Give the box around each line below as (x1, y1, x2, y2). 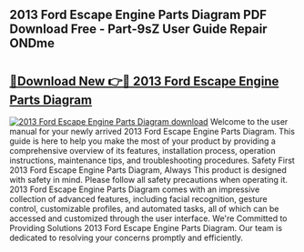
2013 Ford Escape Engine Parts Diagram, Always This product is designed (9, 165, 287, 176)
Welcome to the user (209, 116, 289, 126)
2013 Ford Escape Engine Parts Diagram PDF (9, 7, 267, 23)
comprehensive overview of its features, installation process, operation (9, 146, 276, 156)
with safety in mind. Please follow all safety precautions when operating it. (9, 175, 289, 185)
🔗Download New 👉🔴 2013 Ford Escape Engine (9, 73, 279, 89)
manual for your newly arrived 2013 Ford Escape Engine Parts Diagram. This (9, 126, 296, 136)
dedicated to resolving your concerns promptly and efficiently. (9, 232, 244, 243)
